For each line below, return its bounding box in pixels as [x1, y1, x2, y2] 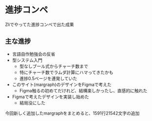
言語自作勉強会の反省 [12, 51, 55, 57]
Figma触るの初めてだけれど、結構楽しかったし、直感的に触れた [19, 87, 148, 93]
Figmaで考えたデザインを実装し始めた [12, 94, 89, 100]
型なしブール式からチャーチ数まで [19, 63, 88, 69]
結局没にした [19, 100, 45, 105]
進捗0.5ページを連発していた [19, 75, 77, 81]
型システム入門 [12, 57, 43, 63]
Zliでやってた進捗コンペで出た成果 [5, 21, 74, 27]
